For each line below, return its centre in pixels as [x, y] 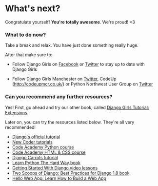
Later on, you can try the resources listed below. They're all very [70, 122]
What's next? [33, 9]
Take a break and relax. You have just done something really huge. [72, 45]
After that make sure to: [29, 55]
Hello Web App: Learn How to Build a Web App [59, 178]
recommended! [20, 127]
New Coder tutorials [32, 142]
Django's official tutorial [36, 137]
